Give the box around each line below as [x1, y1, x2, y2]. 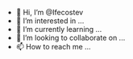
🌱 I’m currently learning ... [15, 25, 102, 33]
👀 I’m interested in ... [15, 16, 85, 26]
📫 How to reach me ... [15, 42, 91, 51]
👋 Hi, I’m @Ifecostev [15, 8, 84, 17]
